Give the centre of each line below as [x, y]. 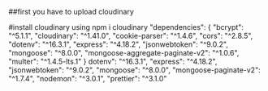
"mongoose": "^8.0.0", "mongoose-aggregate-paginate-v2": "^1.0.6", [124, 53]
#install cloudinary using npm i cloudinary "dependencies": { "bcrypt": [126, 27]
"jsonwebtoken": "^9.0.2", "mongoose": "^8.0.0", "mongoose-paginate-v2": [135, 70]
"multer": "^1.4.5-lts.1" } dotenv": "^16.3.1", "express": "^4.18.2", [113, 61]
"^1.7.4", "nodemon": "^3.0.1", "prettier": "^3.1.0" [88, 79]
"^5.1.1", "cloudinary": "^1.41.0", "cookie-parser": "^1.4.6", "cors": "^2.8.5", [131, 36]
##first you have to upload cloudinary [71, 12]
